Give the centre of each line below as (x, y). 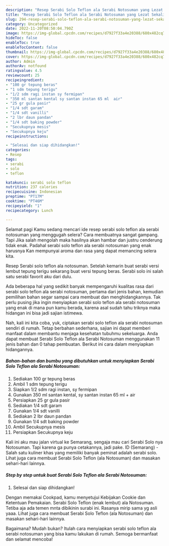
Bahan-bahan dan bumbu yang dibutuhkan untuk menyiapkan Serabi (80, 361)
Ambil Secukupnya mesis (39, 427)
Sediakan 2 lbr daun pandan (42, 416)
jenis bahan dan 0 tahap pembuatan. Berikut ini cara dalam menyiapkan (80, 344)
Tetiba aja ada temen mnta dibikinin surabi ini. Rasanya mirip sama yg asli (81, 508)
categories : (18, 150)
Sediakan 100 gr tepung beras (44, 379)
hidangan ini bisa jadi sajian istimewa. (44, 313)
